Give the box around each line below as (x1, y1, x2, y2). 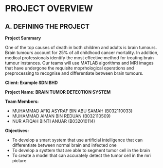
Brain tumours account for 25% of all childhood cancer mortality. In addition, (5, 50, 159, 55)
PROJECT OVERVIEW (5, 3, 93, 14)
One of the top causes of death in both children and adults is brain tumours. (5, 45, 157, 50)
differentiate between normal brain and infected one (12, 142, 117, 148)
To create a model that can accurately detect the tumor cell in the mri (12, 152, 151, 158)
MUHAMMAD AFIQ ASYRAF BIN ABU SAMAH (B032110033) (12, 108, 133, 114)
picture (12, 158, 27, 163)
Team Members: (5, 99, 39, 104)
